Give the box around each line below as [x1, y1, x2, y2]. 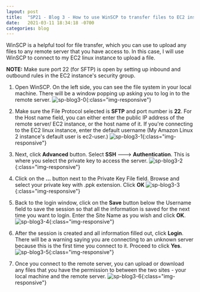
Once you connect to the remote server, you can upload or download [14, 260, 185, 268]
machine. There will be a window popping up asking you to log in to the [14, 90, 190, 97]
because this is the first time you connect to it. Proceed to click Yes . [14, 242, 182, 250]
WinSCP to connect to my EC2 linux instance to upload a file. [6, 54, 156, 61]
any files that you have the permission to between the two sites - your [14, 266, 186, 274]
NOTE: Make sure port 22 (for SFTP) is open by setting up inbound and [6, 66, 181, 73]
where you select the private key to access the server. [14, 157, 148, 164]
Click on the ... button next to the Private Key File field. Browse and [14, 175, 180, 182]
